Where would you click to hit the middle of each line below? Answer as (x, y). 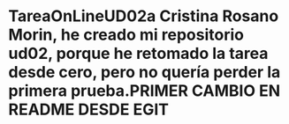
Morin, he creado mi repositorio (126, 35)
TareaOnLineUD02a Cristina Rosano (144, 16)
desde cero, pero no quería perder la (144, 73)
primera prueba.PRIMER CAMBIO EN (144, 91)
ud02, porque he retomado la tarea (138, 54)
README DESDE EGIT (89, 109)
